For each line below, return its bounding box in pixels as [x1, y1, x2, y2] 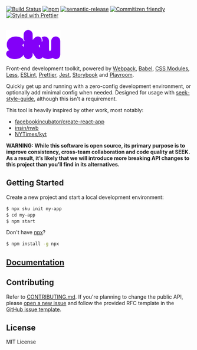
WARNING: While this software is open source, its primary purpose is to [6, 142, 186, 149]
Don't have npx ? [6, 229, 46, 236]
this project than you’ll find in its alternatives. [6, 161, 120, 168]
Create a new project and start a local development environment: [6, 194, 164, 201]
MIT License [6, 338, 37, 345]
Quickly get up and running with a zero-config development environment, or [6, 83, 191, 90]
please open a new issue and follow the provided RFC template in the [6, 299, 175, 306]
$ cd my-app [6, 212, 35, 218]
